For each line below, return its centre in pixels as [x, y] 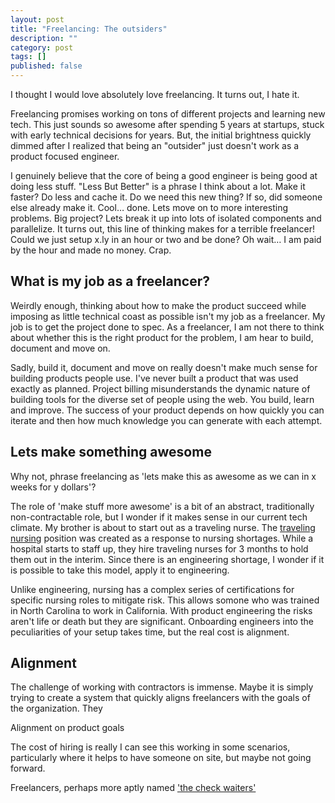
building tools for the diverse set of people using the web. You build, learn [162, 399]
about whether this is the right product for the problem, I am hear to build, [162, 337]
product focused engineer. [65, 156]
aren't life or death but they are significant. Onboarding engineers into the [162, 621]
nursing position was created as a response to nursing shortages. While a [162, 538]
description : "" [44, 38]
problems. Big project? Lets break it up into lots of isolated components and [166, 218]
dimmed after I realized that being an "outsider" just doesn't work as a [155, 145]
